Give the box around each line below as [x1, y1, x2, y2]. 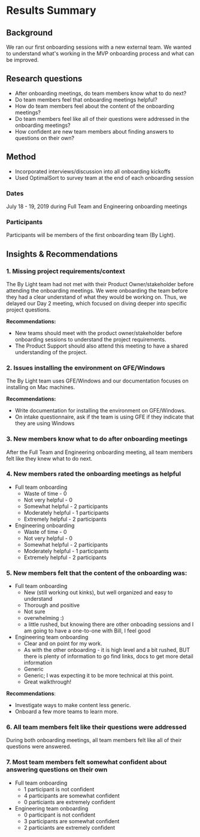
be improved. [6, 57, 39, 63]
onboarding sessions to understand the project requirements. [14, 336, 166, 343]
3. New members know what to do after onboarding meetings [6, 435, 188, 443]
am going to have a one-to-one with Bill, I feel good [23, 627, 151, 634]
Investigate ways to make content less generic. [14, 702, 131, 709]
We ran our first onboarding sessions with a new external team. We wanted [6, 43, 192, 51]
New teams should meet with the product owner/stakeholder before [14, 329, 183, 337]
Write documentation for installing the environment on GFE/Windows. [14, 407, 186, 414]
